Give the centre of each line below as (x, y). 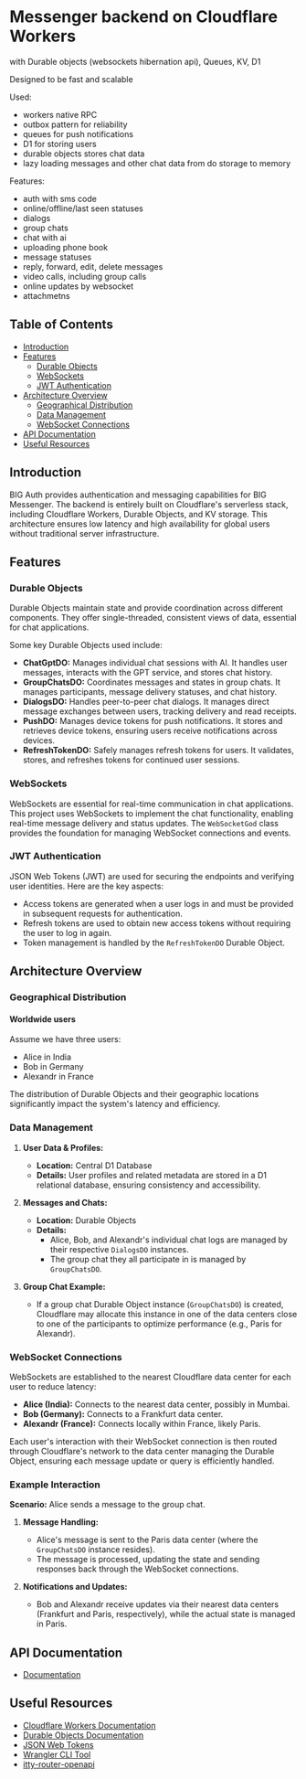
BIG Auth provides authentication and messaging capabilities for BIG (138, 495)
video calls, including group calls (84, 276)
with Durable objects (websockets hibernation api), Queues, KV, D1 (135, 61)
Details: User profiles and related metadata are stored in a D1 (152, 1175)
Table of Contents (62, 325)
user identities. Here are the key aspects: (87, 886)
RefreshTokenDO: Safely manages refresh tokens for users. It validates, (158, 751)
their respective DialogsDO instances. (119, 1249)
